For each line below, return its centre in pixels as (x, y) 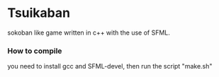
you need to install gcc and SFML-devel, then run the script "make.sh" (110, 66)
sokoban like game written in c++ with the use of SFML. (89, 32)
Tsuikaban (39, 13)
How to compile (35, 51)
